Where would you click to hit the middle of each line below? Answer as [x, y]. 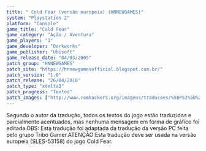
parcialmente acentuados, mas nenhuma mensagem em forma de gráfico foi [103, 122]
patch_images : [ [27, 98]
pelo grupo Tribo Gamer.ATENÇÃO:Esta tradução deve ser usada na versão [101, 134]
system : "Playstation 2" [38, 18]
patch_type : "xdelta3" [35, 87]
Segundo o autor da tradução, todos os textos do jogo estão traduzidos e [99, 115]
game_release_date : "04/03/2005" [49, 58]
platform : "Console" [33, 23]
